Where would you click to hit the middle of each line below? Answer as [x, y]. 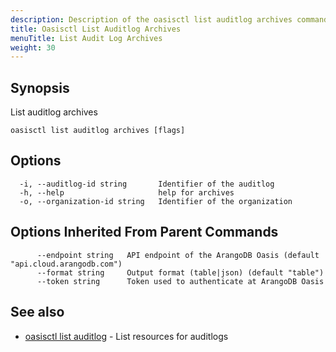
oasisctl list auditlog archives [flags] [98, 131]
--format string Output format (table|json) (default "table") [180, 272]
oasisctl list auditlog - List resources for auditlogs [126, 336]
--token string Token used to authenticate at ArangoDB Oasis [180, 281]
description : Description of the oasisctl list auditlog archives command [169, 19]
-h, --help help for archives [127, 192]
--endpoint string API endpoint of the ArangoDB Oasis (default [178, 255]
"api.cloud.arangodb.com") [66, 264]
